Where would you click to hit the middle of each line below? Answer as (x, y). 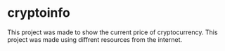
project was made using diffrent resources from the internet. (95, 39)
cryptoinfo (39, 13)
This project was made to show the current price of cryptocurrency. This (112, 32)
